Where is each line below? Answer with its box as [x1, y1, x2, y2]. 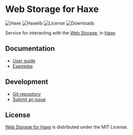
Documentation [5, 44, 55, 53]
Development [5, 78, 49, 86]
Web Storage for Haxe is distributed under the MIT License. [5, 124, 128, 130]
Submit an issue [12, 96, 46, 102]
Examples [12, 63, 33, 69]
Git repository [12, 91, 41, 97]
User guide [12, 58, 36, 64]
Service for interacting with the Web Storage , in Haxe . [5, 30, 116, 36]
